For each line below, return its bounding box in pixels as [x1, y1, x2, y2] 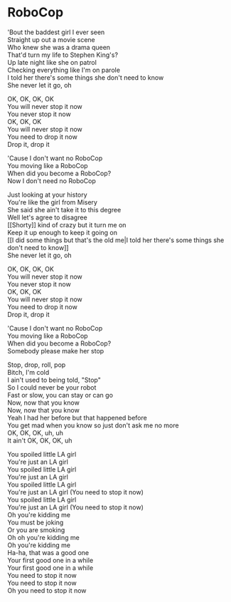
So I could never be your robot [7, 383, 97, 392]
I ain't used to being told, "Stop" [7, 375, 101, 384]
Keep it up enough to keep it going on [7, 228, 118, 237]
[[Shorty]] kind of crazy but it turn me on [7, 220, 127, 229]
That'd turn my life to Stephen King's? [7, 51, 119, 59]
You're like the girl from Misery [7, 197, 98, 207]
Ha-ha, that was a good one [7, 548, 90, 556]
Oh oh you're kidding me [7, 533, 80, 541]
